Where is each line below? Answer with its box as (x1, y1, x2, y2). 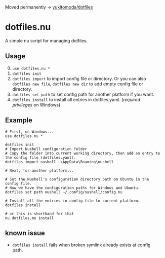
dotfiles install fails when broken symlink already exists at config (12, 242, 151, 248)
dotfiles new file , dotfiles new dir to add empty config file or (12, 81, 143, 87)
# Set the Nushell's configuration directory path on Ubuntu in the (5, 177, 149, 182)
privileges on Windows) (12, 102, 61, 108)
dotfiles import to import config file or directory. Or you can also (12, 75, 147, 81)
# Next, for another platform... (5, 168, 74, 173)
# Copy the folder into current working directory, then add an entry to (5, 150, 161, 156)
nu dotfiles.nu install (5, 216, 54, 221)
